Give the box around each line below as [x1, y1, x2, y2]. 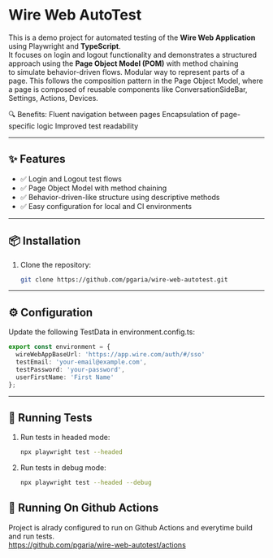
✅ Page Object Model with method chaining [19, 183, 167, 193]
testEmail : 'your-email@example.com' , [15, 358, 148, 366]
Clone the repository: [19, 259, 92, 269]
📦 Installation [8, 234, 81, 248]
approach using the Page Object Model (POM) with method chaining [8, 59, 239, 68]
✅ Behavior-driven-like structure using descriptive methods [19, 192, 220, 202]
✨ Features [8, 152, 66, 166]
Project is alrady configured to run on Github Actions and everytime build [8, 522, 253, 532]
